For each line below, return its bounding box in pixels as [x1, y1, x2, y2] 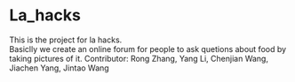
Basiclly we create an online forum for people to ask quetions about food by [9, 43, 287, 54]
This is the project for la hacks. [9, 34, 123, 45]
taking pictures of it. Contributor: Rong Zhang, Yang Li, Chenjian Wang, [9, 53, 269, 63]
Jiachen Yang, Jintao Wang [9, 63, 109, 73]
